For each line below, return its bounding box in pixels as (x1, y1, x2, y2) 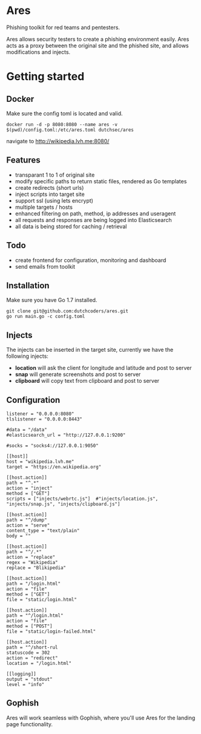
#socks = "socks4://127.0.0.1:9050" (6, 443, 99, 449)
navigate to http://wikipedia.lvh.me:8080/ (6, 137, 110, 144)
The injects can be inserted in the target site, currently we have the (6, 346, 174, 354)
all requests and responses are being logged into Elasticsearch (15, 216, 172, 223)
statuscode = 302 (6, 650, 50, 656)
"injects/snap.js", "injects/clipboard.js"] (6, 501, 120, 507)
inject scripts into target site (15, 190, 85, 198)
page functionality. (6, 720, 53, 728)
